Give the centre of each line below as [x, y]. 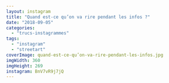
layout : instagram [28, 11]
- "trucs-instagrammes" [40, 33]
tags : [13, 39]
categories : [20, 28]
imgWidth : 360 [23, 60]
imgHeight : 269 [25, 66]
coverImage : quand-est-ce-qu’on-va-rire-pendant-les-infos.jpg [85, 55]
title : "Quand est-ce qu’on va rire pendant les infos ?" [78, 17]
